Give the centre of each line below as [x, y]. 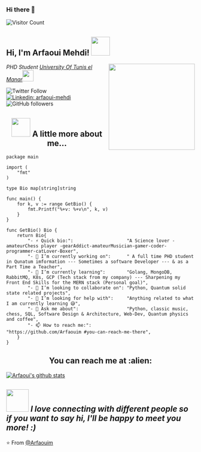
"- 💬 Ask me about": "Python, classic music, [108, 309]
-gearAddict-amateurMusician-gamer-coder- [113, 246]
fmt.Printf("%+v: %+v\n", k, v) [68, 209]
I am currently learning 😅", [43, 304]
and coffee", [22, 319]
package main [22, 157]
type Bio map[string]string [41, 188]
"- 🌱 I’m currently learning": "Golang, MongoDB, [100, 272]
